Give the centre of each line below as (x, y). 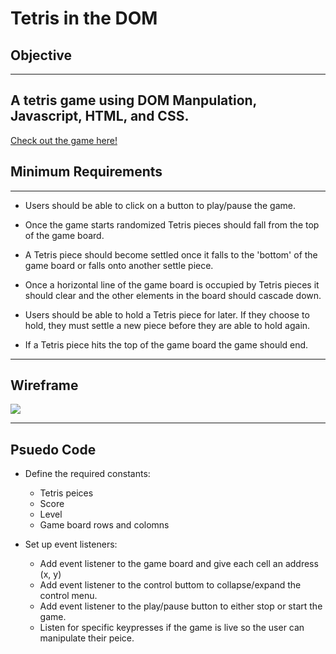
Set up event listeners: (71, 544)
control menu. (68, 596)
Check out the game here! (64, 140)
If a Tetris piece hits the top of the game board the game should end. (166, 344)
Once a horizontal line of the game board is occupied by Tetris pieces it (172, 284)
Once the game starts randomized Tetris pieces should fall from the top (172, 224)
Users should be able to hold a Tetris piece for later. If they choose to (167, 314)
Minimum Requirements (86, 172)
